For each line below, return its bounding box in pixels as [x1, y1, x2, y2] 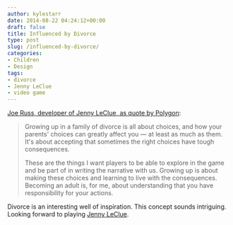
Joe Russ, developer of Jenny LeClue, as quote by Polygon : [7, 109, 181, 117]
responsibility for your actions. [24, 189, 114, 197]
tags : [7, 69, 23, 76]
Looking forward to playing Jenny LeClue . [7, 210, 129, 219]
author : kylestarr [7, 10, 61, 18]
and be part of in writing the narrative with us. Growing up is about [24, 166, 218, 175]
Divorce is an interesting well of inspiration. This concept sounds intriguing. [7, 202, 227, 211]
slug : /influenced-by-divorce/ [7, 43, 100, 50]
